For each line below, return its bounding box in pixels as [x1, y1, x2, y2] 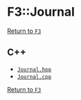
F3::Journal [7, 4, 76, 20]
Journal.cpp [16, 73, 51, 80]
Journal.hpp [16, 66, 51, 73]
